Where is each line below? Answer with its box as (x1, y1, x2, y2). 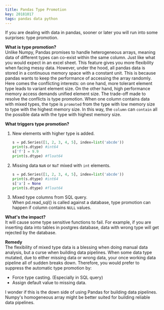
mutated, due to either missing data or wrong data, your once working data (5, 255, 156, 261)
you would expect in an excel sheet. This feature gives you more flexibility (5, 60, 154, 66)
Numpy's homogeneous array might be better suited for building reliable (5, 294, 150, 300)
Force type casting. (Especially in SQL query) (12, 274, 103, 281)
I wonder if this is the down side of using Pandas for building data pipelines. (5, 289, 158, 295)
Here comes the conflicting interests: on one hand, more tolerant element (5, 81, 153, 86)
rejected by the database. (5, 230, 57, 236)
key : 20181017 (5, 12, 34, 17)
